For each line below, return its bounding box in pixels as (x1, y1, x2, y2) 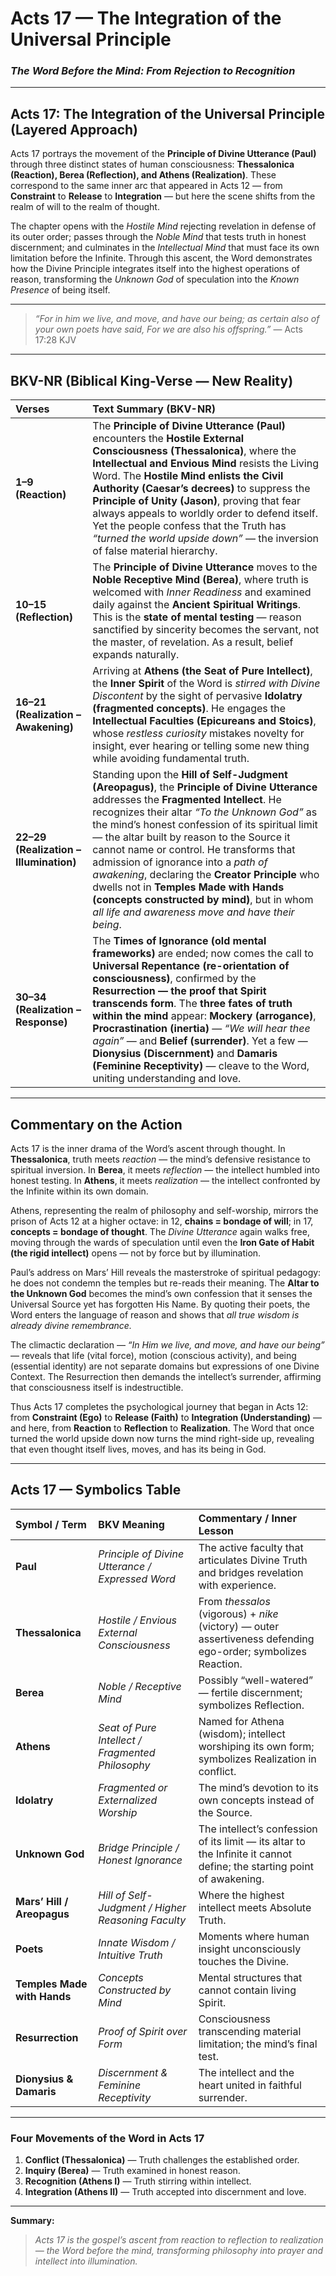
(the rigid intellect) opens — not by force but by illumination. (10, 1247, 262, 1259)
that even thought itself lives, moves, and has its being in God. (10, 1443, 267, 1455)
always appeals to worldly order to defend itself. (92, 507, 319, 521)
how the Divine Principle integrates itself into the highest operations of (10, 263, 300, 275)
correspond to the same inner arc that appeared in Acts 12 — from (10, 180, 283, 192)
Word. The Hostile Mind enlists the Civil (92, 469, 284, 483)
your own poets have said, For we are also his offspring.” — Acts (34, 323, 303, 336)
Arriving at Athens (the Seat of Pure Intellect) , (92, 664, 313, 678)
